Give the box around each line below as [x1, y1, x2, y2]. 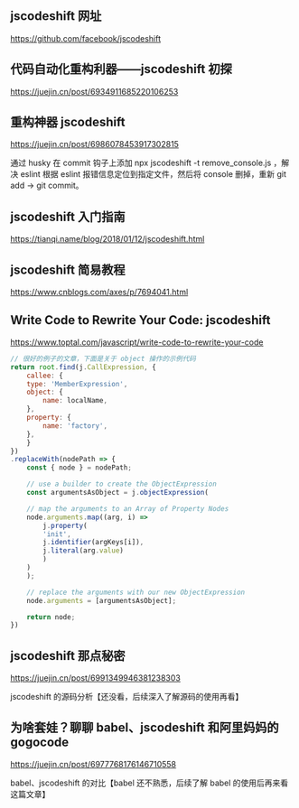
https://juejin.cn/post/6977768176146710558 [10, 758, 177, 769]
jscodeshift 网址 [10, 8, 102, 24]
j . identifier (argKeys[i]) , [42, 538, 145, 547]
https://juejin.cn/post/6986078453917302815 [10, 139, 180, 150]
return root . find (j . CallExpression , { [10, 362, 156, 372]
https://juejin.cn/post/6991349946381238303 [10, 673, 182, 683]
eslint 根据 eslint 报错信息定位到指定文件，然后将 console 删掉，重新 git [20, 169, 287, 180]
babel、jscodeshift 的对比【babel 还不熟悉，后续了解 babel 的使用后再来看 [10, 777, 289, 788]
